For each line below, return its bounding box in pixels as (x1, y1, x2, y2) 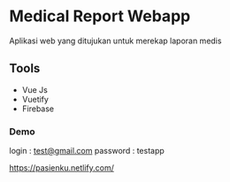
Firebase (21, 103, 55, 114)
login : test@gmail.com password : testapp (9, 146, 165, 156)
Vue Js (21, 84, 49, 95)
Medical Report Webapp (9, 6, 191, 27)
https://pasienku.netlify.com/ (9, 163, 115, 173)
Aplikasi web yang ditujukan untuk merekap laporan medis (9, 35, 222, 46)
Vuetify (21, 94, 49, 104)
